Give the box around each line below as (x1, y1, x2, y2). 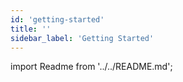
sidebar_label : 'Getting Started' (10, 33, 155, 43)
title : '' (10, 24, 52, 34)
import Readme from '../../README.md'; (10, 61, 173, 73)
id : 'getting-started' (10, 14, 105, 25)
